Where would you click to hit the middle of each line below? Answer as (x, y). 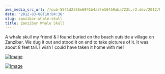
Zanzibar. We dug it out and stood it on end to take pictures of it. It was (77, 42)
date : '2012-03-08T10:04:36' (35, 14)
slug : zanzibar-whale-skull (34, 18)
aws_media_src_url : (25, 9)
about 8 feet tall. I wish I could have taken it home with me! (65, 47)
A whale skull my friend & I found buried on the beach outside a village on (80, 37)
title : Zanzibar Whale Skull (35, 23)
